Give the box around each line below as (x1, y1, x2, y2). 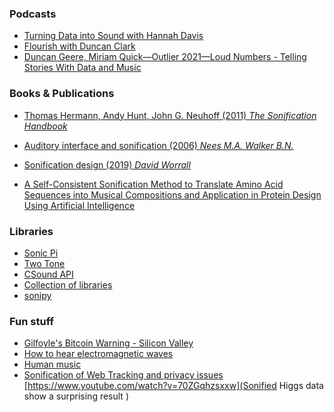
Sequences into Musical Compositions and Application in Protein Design (23, 188, 322, 201)
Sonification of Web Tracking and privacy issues (23, 369, 224, 381)
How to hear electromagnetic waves (23, 348, 174, 360)
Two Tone (23, 257, 66, 269)
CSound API (23, 268, 74, 280)
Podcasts (9, 7, 57, 21)
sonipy (23, 289, 52, 301)
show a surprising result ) (23, 390, 129, 402)
